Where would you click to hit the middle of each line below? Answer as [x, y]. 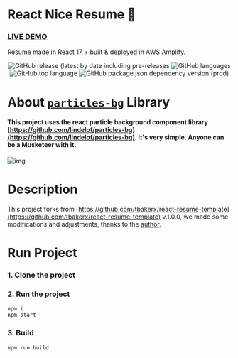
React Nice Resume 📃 [72, 15]
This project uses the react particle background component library [108, 122]
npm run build [28, 347]
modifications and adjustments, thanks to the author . [84, 224]
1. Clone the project [42, 275]
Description [43, 189]
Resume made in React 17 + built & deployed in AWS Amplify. [97, 52]
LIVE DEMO [27, 37]
